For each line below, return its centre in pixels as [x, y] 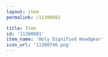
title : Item [21, 28]
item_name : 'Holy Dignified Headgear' [55, 40]
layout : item [23, 12]
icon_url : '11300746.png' [39, 45]
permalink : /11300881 [33, 17]
